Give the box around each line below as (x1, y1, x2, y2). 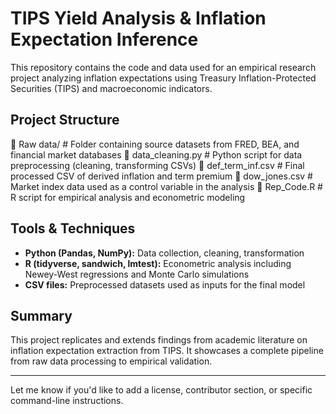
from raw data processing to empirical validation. (10, 355, 213, 367)
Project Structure (10, 112, 120, 129)
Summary (10, 307, 73, 324)
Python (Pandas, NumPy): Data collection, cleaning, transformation (24, 247, 305, 259)
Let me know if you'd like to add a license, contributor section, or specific (10, 384, 313, 396)
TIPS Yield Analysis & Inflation (10, 7, 267, 30)
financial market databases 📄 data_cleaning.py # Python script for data (10, 148, 303, 161)
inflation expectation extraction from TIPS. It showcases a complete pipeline (10, 345, 324, 357)
